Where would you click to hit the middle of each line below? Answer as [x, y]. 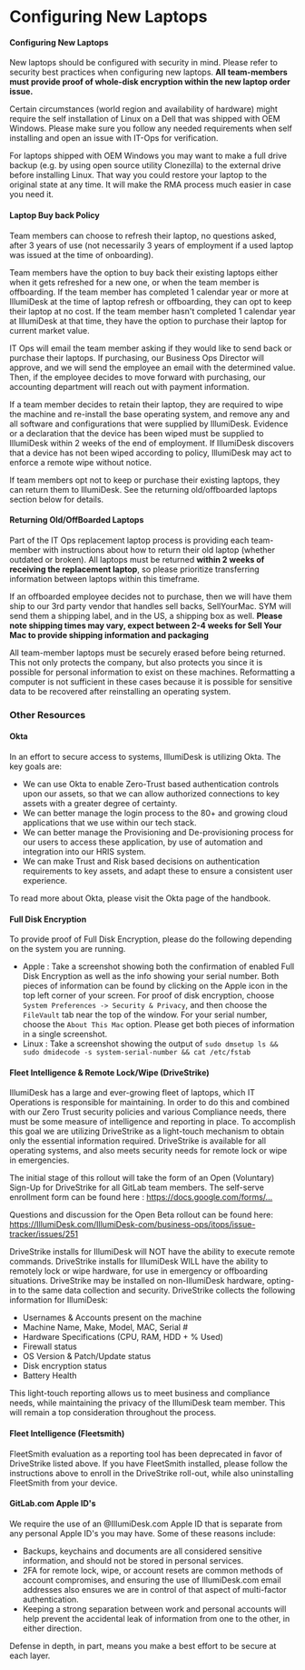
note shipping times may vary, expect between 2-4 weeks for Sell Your [146, 625]
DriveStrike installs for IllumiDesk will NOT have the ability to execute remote [152, 1252]
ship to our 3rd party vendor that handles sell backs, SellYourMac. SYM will [151, 605]
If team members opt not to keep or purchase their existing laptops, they [145, 480]
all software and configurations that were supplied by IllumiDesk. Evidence [149, 424]
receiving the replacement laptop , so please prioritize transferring [135, 569]
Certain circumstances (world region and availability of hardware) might [144, 109]
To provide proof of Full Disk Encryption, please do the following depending [151, 939]
